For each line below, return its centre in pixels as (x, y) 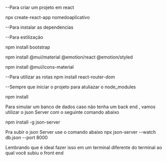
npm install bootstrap (28, 47)
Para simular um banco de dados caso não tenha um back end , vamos (80, 107)
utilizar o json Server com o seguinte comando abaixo (62, 112)
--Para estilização (24, 37)
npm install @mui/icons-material (40, 67)
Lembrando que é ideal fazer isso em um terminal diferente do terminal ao (84, 147)
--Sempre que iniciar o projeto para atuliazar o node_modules (71, 87)
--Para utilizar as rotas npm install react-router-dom (60, 77)
